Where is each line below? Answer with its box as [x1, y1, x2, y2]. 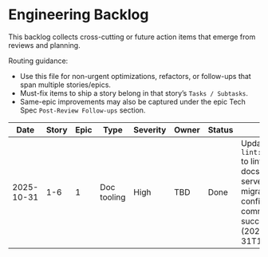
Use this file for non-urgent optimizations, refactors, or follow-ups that [19, 71, 251, 81]
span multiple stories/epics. [19, 80, 112, 89]
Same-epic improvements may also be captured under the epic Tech [19, 97, 246, 106]
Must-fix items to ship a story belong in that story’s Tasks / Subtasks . [19, 88, 249, 97]
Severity [133, 124, 167, 135]
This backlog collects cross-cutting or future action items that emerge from [8, 32, 256, 42]
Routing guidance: [8, 56, 69, 65]
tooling [99, 192, 126, 203]
